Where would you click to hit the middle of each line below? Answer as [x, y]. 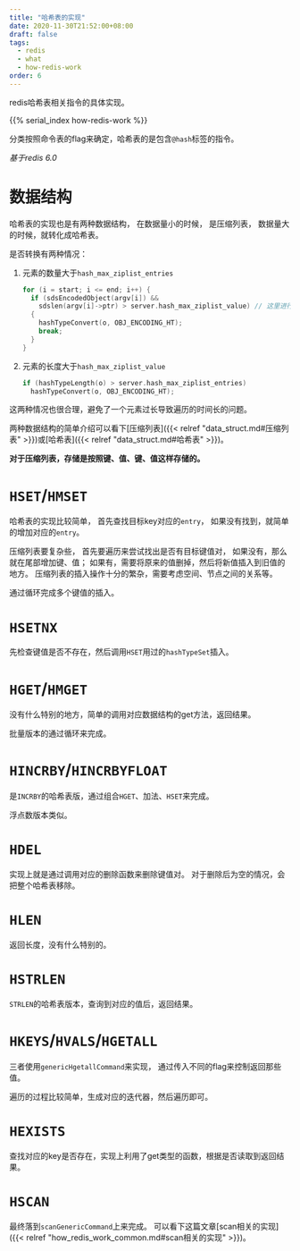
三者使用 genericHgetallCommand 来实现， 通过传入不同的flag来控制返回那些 [146, 1066]
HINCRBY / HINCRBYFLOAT [88, 770]
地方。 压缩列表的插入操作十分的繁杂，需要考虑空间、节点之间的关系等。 [143, 574]
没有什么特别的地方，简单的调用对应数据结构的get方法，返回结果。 [133, 714]
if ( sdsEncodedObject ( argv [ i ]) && [95, 298]
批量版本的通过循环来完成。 [60, 733]
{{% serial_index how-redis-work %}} [79, 120]
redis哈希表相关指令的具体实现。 [69, 102]
